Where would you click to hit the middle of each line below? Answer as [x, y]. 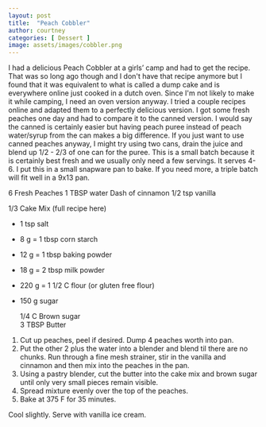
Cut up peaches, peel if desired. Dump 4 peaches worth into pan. [127, 340]
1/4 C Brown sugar [50, 316]
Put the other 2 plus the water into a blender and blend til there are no [134, 349]
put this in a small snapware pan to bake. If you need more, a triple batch [139, 169]
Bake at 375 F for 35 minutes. [68, 399]
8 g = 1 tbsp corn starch [59, 239]
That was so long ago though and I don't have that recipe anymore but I [125, 76]
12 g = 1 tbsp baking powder [66, 254]
